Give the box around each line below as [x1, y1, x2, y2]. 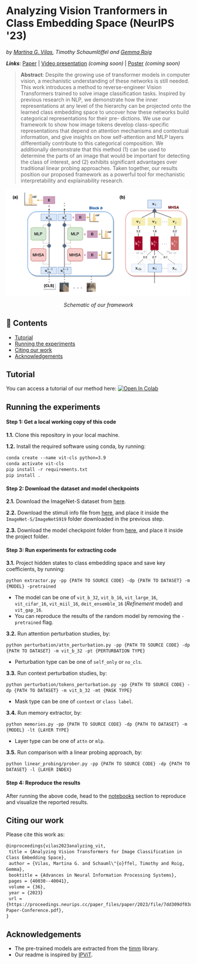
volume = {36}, [8, 884, 46, 890]
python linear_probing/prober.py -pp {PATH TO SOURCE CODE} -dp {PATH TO [6, 761, 191, 767]
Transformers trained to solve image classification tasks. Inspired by [20, 90, 186, 97]
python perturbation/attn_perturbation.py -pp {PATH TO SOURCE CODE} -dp [6, 642, 191, 649]
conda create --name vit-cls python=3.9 [6, 455, 107, 461]
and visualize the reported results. [6, 799, 89, 806]
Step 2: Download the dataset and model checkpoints [6, 485, 140, 492]
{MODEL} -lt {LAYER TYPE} [6, 727, 69, 734]
